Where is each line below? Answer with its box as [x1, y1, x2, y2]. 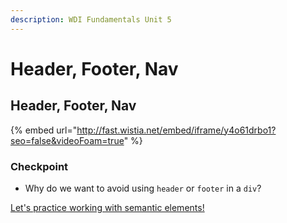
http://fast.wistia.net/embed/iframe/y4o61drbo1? [76, 124, 277, 136]
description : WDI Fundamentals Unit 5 [10, 14, 172, 25]
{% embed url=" [10, 124, 78, 136]
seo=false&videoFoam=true [10, 134, 125, 146]
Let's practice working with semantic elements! [10, 201, 205, 213]
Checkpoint [10, 159, 69, 173]
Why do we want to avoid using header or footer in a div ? [24, 182, 262, 194]
